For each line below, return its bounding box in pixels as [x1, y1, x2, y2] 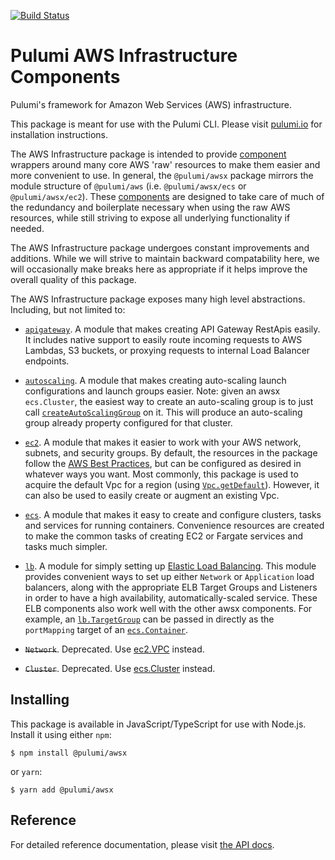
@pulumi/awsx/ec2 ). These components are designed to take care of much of [10, 190, 325, 202]
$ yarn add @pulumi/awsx [10, 785, 114, 795]
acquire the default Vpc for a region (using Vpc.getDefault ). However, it [24, 478, 320, 490]
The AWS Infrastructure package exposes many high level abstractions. [10, 293, 306, 305]
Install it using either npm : [10, 728, 112, 740]
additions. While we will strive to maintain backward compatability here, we [10, 252, 320, 264]
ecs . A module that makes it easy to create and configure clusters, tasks [24, 508, 322, 520]
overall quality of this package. [10, 273, 137, 285]
